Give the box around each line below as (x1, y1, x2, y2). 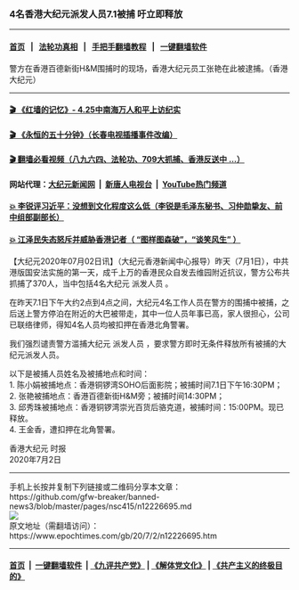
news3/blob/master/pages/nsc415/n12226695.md (9, 501, 192, 512)
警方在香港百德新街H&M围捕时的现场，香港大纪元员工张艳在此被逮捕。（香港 (9, 62, 289, 73)
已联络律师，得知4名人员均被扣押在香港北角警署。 (9, 319, 194, 330)
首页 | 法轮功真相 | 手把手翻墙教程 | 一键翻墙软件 (9, 41, 207, 52)
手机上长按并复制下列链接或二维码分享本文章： (9, 481, 181, 492)
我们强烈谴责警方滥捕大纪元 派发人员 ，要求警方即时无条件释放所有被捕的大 (9, 338, 287, 348)
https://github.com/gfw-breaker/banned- (9, 491, 160, 502)
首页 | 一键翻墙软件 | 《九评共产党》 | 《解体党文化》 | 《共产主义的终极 (9, 560, 276, 571)
